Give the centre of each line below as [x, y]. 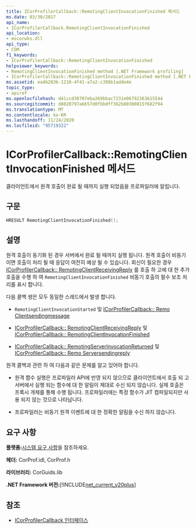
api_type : [18, 44]
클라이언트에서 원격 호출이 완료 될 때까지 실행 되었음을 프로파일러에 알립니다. [93, 186]
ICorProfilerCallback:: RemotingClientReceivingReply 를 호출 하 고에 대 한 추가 [98, 270]
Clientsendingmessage [42, 316]
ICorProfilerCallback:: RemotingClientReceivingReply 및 [81, 328]
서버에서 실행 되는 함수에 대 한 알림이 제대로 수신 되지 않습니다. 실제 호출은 [99, 385]
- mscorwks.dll [24, 39]
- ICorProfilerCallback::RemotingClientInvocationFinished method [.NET [96, 77]
